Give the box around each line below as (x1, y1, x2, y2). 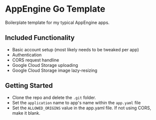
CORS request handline (12, 57, 59, 63)
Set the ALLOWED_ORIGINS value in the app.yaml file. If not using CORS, (12, 105, 151, 111)
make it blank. (12, 110, 40, 116)
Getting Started (5, 81, 53, 90)
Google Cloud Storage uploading (12, 62, 78, 68)
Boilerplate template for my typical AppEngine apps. (5, 20, 110, 25)
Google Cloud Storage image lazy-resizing (12, 67, 97, 73)
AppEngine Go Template (5, 3, 106, 15)
